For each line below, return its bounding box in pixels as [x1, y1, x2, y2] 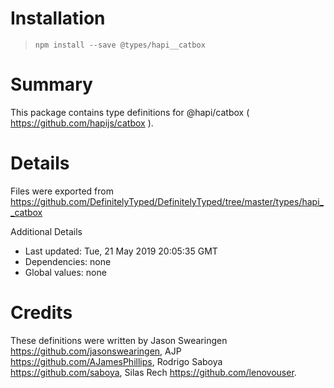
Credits [10, 302, 73, 324]
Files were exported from [10, 185, 114, 197]
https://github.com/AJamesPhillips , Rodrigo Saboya [10, 355, 223, 367]
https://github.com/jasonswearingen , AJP [10, 345, 182, 357]
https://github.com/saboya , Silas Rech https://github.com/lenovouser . [10, 366, 297, 378]
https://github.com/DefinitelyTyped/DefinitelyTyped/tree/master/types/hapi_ [10, 195, 324, 207]
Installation [10, 7, 106, 30]
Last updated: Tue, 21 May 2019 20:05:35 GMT [24, 245, 218, 257]
